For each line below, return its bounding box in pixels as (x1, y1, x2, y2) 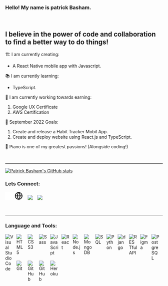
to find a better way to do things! (5, 38, 109, 46)
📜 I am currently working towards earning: (5, 94, 91, 100)
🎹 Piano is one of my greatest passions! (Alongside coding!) (5, 144, 128, 150)
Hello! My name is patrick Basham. (5, 4, 91, 11)
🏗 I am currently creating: (5, 52, 59, 58)
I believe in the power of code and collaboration (5, 30, 156, 39)
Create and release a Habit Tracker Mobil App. (12, 129, 108, 135)
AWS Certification (12, 109, 49, 115)
